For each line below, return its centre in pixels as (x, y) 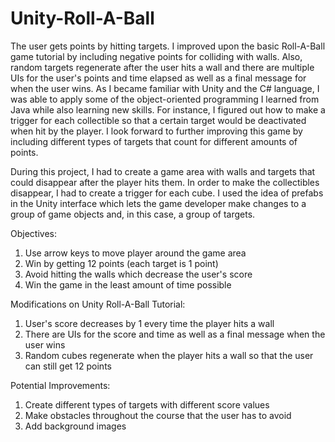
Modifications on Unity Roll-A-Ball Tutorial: (98, 304)
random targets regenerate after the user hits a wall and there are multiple (162, 67)
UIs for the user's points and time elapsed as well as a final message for (158, 78)
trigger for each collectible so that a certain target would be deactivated (158, 120)
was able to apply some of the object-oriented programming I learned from (165, 99)
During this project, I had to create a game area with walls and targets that (163, 171)
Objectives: (33, 233)
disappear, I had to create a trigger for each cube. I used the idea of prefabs (167, 193)
